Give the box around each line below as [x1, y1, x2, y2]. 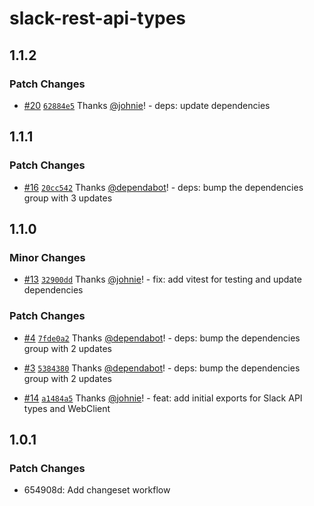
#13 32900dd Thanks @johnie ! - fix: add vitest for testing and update [23, 273, 302, 286]
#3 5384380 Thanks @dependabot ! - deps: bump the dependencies [23, 362, 301, 374]
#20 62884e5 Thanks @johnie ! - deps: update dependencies [23, 99, 271, 111]
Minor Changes [9, 250, 86, 264]
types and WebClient [23, 402, 111, 414]
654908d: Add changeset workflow [23, 484, 171, 496]
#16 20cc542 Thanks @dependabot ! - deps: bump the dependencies [23, 181, 304, 193]
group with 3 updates [23, 192, 113, 204]
